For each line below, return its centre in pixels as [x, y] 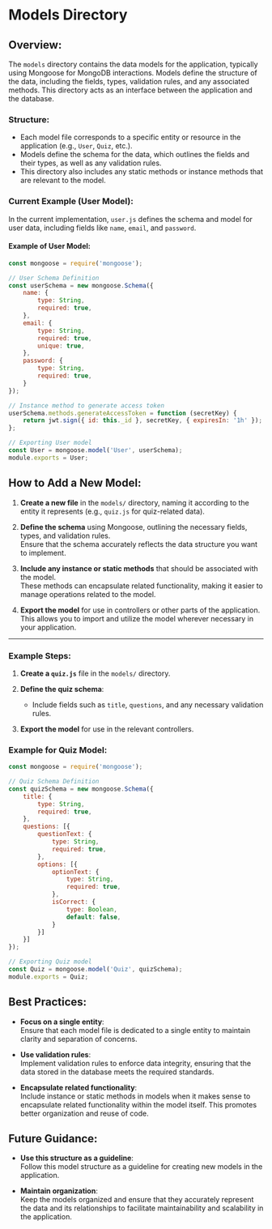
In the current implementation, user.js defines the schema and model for [131, 219]
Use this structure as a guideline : [76, 1158]
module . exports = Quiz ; [49, 977]
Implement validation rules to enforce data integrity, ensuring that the [136, 1063]
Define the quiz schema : [62, 689]
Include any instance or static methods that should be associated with [139, 568]
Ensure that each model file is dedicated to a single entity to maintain [135, 1030]
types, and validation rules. [65, 536]
